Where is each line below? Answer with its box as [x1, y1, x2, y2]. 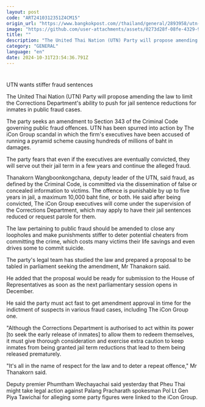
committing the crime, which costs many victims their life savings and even [6, 237, 195, 245]
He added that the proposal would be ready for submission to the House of [6, 274, 195, 282]
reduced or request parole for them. [6, 212, 96, 220]
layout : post [6, 9, 40, 15]
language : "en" [6, 49, 45, 55]
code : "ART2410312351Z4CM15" [6, 15, 81, 21]
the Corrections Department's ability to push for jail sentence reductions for [6, 99, 197, 106]
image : [6, 26, 23, 32]
